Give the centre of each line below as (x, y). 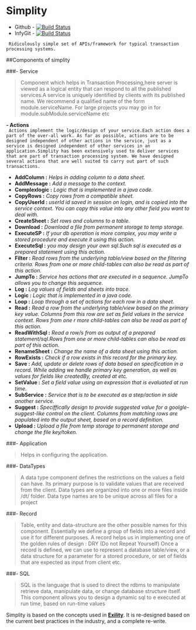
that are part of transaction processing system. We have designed (90, 156)
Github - (25, 27)
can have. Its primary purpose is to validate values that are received (102, 483)
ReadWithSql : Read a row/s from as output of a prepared (85, 332)
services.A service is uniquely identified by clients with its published (103, 95)
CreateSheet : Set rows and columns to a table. (72, 221)
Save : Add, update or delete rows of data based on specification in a (99, 363)
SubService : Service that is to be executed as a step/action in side (96, 395)
